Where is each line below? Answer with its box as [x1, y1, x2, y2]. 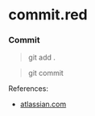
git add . [27, 52, 56, 62]
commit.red [8, 6, 88, 24]
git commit [27, 68, 64, 78]
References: [8, 84, 48, 93]
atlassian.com [19, 99, 67, 110]
